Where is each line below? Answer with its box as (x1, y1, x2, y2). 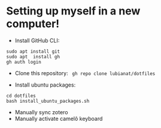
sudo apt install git (6, 48, 60, 55)
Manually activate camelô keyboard (14, 115, 103, 122)
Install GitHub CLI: (14, 37, 60, 44)
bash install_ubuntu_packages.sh (6, 98, 90, 104)
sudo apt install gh (6, 53, 60, 59)
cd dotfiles (6, 93, 36, 99)
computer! (6, 17, 60, 31)
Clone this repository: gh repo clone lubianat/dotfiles (14, 69, 156, 76)
